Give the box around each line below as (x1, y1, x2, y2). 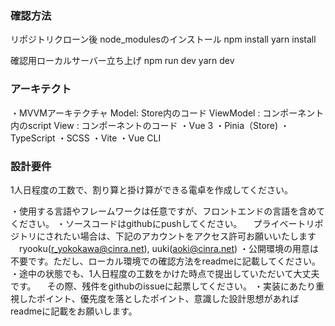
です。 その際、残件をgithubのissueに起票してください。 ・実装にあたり (10, 280, 316, 292)
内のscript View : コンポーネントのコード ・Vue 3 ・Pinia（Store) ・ (10, 119, 290, 131)
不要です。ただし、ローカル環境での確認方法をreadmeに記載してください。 (10, 255, 321, 267)
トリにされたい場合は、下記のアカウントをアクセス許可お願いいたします (18, 230, 317, 242)
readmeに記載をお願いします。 (10, 305, 138, 317)
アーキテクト (10, 82, 72, 96)
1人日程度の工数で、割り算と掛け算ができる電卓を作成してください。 (10, 183, 294, 196)
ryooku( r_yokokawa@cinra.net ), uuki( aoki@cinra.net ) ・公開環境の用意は (18, 242, 320, 254)
